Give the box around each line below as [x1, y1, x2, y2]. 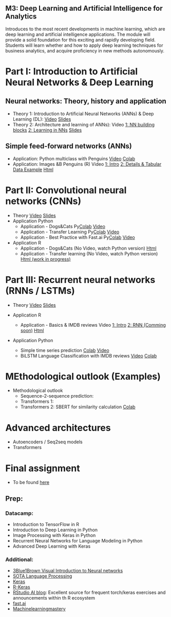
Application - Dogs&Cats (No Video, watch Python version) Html [20, 245, 157, 251]
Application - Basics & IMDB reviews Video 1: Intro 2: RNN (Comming [20, 322, 166, 328]
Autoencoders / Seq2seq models [12, 439, 83, 445]
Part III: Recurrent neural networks [5, 274, 156, 286]
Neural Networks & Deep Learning [5, 77, 154, 88]
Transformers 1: [20, 398, 54, 405]
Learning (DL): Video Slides [12, 116, 71, 122]
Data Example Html [12, 166, 54, 173]
